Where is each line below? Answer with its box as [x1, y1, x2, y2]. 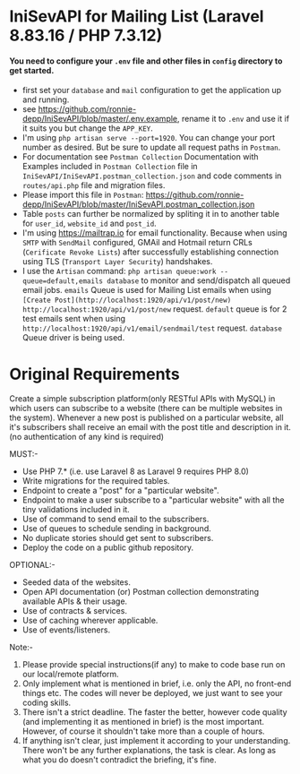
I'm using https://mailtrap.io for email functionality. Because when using [21, 228, 288, 238]
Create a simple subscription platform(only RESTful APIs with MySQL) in [9, 393, 276, 404]
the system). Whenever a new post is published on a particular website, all [9, 412, 284, 423]
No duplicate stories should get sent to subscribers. [21, 533, 214, 544]
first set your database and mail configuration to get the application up [21, 85, 282, 96]
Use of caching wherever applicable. [21, 615, 159, 626]
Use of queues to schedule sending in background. [21, 523, 212, 534]
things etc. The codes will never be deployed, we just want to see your [21, 688, 284, 699]
